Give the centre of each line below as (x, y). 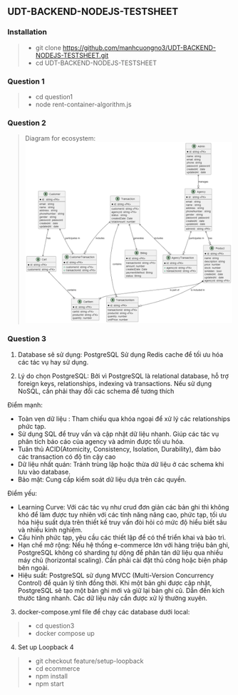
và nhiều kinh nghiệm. (50, 529)
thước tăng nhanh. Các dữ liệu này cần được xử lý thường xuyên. (113, 598)
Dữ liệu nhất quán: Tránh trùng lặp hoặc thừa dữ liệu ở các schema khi (121, 464)
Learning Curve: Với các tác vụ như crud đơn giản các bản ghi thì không (123, 507)
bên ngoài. (33, 567)
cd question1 (54, 96)
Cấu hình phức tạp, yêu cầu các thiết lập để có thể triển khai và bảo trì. (122, 537)
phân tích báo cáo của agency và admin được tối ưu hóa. (101, 441)
